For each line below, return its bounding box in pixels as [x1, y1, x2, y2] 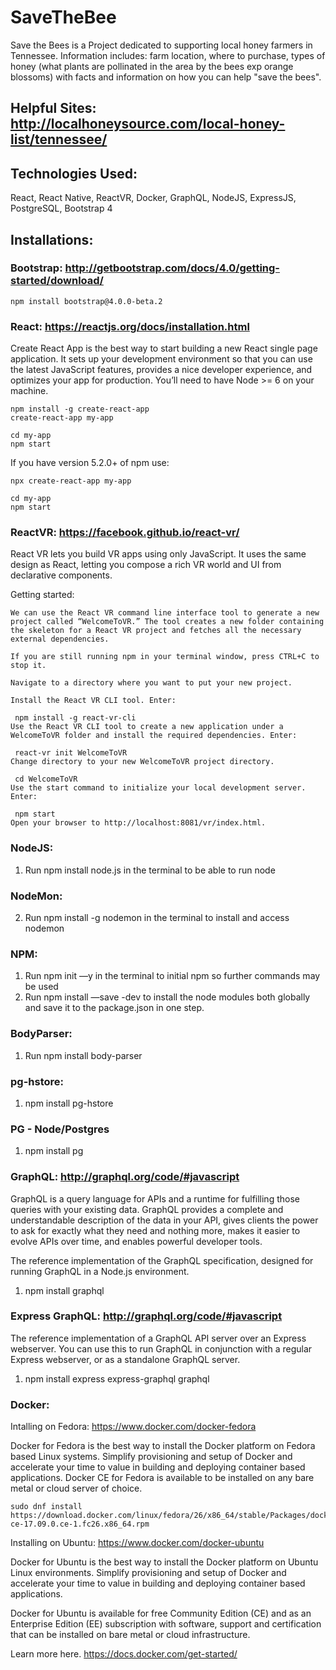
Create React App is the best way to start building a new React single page [10, 342, 318, 355]
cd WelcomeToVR [14, 774, 78, 785]
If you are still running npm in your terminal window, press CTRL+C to [10, 652, 320, 662]
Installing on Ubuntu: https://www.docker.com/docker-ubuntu [10, 1537, 265, 1549]
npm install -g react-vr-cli [14, 713, 137, 723]
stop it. [10, 661, 47, 671]
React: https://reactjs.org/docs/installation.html [10, 319, 250, 333]
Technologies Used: [10, 165, 138, 182]
